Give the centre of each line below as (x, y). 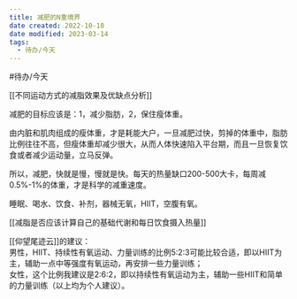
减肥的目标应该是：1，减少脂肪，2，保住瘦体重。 (99, 114)
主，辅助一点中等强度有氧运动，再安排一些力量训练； (106, 264)
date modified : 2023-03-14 (59, 34)
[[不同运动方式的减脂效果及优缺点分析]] (81, 96)
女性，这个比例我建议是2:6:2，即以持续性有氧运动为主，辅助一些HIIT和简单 (146, 274)
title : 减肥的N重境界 (45, 17)
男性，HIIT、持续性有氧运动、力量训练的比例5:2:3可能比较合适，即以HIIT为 (146, 252)
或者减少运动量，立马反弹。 (67, 155)
